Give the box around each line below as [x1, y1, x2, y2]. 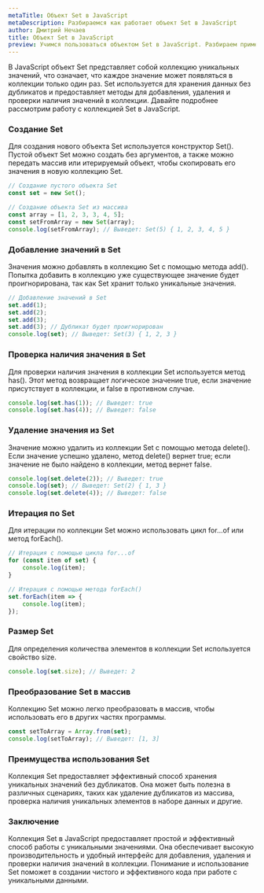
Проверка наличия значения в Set [8, 349, 146, 360]
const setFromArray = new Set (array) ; [8, 218, 135, 226]
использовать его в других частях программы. [8, 712, 167, 721]
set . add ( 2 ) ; [8, 308, 47, 316]
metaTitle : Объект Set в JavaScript [8, 11, 128, 20]
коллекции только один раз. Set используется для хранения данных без [8, 79, 251, 89]
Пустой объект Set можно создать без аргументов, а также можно [8, 150, 234, 160]
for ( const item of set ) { [8, 556, 97, 565]
